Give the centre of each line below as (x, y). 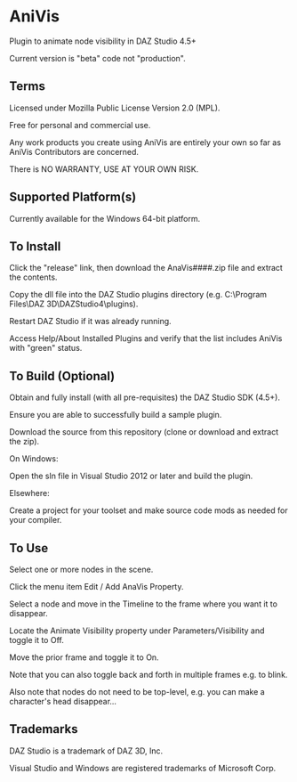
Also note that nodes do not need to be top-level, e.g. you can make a (137, 692)
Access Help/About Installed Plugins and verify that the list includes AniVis (146, 338)
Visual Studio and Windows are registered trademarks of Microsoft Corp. (143, 768)
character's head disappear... (63, 701)
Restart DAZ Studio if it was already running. (90, 322)
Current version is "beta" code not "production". (98, 58)
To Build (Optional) (62, 376)
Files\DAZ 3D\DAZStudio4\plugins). (74, 304)
